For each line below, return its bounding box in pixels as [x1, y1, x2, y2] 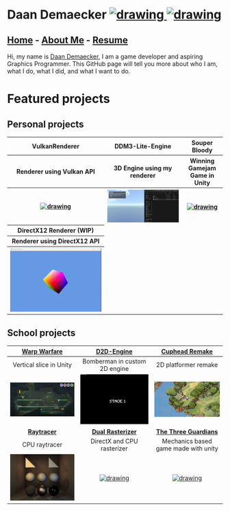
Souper [191, 138, 214, 147]
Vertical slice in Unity [12, 361, 72, 369]
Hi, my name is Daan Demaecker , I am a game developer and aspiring [7, 52, 203, 60]
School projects [7, 327, 76, 339]
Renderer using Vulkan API [16, 168, 95, 175]
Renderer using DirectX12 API [11, 237, 100, 245]
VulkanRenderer [31, 142, 80, 150]
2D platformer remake [156, 361, 218, 369]
